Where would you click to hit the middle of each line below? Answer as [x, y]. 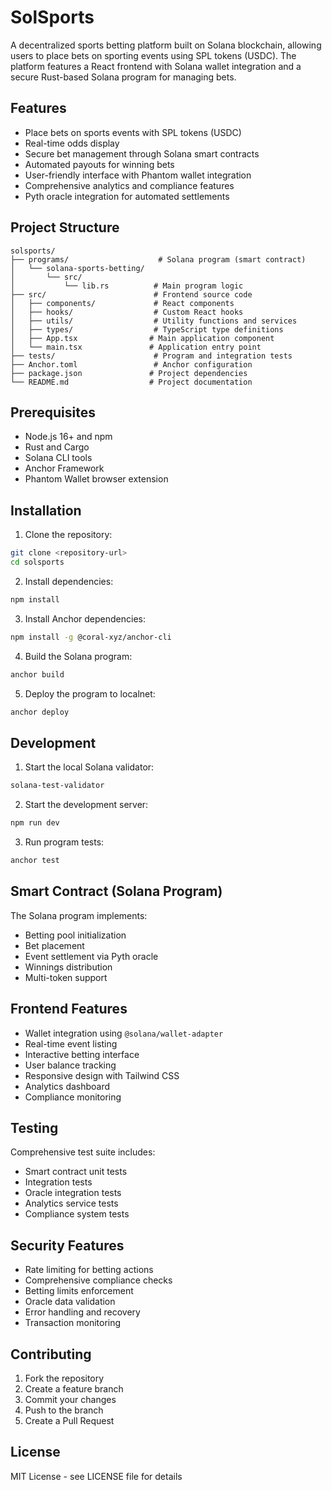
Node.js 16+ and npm [68, 437]
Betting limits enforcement [79, 1291]
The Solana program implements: [79, 915]
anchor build [37, 674]
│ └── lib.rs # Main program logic [127, 286]
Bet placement [54, 945]
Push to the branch [64, 1410]
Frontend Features [69, 1009]
